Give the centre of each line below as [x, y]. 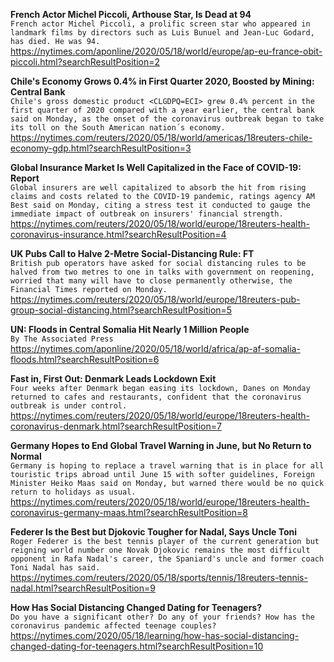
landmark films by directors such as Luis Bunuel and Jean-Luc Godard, [162, 33]
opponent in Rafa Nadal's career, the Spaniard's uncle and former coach [167, 559]
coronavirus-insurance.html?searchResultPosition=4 [118, 234]
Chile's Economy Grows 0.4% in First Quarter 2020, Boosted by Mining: [162, 81]
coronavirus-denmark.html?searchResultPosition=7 [116, 426]
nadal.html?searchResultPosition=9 [83, 588]
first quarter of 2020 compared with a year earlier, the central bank [162, 110]
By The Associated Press [62, 339]
